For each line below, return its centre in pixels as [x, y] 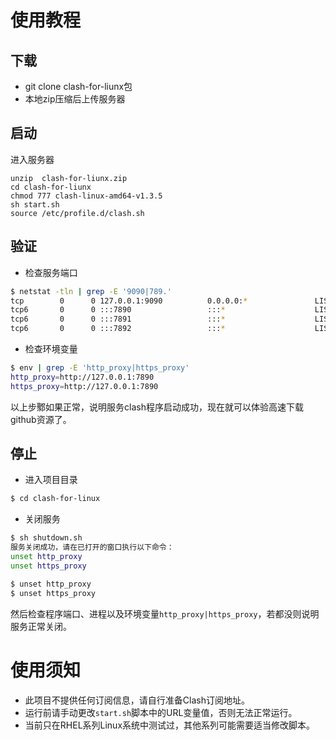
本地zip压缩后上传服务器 [75, 99]
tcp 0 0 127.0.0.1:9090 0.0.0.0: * [129, 301]
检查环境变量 [51, 349]
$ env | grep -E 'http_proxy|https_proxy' [100, 368]
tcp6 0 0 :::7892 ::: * [118, 329]
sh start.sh [35, 204]
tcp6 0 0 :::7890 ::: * [118, 310]
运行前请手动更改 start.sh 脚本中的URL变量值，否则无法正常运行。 [161, 712]
